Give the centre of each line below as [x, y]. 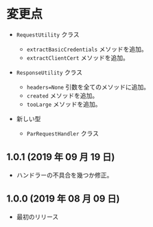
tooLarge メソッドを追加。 [64, 104]
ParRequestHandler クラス [62, 133]
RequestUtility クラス [48, 34]
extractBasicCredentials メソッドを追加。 [87, 49]
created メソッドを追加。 [62, 95]
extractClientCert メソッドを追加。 [78, 57]
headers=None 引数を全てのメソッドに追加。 [88, 87]
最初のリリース [37, 217]
